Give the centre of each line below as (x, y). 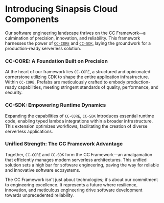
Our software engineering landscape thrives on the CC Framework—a (75, 33)
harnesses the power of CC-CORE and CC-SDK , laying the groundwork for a (78, 43)
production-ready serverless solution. (43, 48)
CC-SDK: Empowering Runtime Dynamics (56, 105)
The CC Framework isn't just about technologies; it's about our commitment (82, 180)
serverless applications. (29, 131)
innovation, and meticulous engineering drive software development (74, 190)
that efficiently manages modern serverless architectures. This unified (76, 160)
